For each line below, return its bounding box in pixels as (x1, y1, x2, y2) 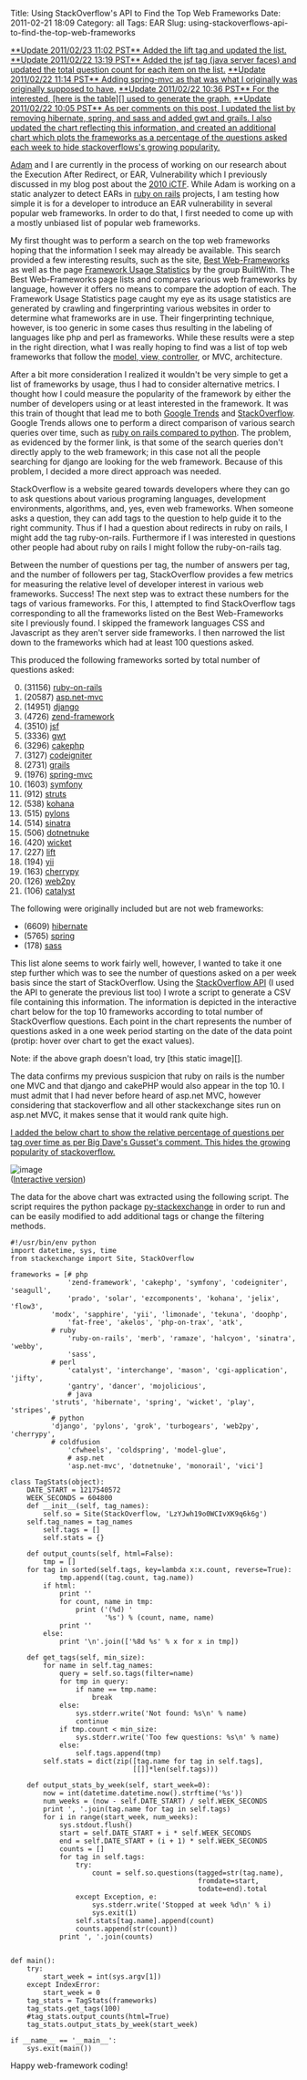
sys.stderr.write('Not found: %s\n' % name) (75, 1709, 248, 1718)
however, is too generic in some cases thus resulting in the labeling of (10, 323, 272, 333)
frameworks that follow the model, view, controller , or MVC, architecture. (10, 351, 283, 362)
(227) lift (23, 847, 56, 857)
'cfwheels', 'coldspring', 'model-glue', (67, 1445, 227, 1454)
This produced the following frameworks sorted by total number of (10, 655, 261, 665)
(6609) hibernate (23, 921, 88, 931)
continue (75, 1717, 108, 1726)
